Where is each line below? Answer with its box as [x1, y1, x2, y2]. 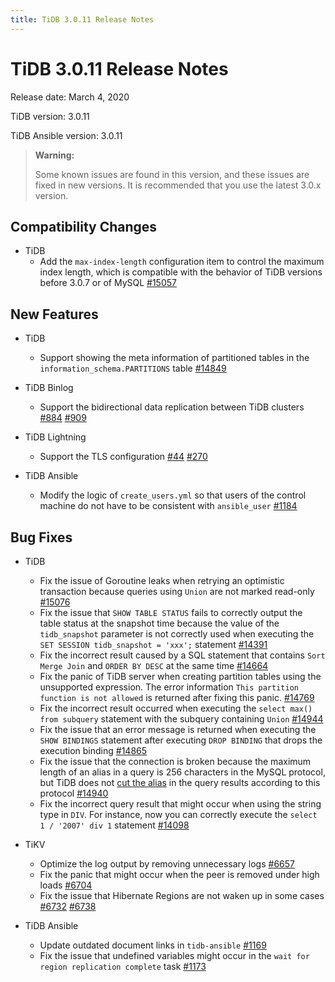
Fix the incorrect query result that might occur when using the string [39, 798, 322, 810]
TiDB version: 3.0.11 [10, 110, 90, 122]
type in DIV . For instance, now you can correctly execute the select [39, 809, 318, 820]
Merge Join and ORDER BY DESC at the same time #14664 [39, 660, 269, 671]
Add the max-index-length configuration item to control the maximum [39, 256, 325, 268]
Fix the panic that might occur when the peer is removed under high [39, 869, 320, 880]
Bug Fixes [10, 529, 73, 546]
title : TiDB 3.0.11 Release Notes [10, 14, 155, 25]
